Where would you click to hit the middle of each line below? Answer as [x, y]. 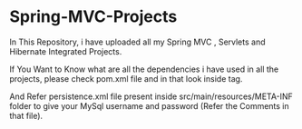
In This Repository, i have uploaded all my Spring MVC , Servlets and [137, 42]
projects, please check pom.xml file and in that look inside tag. [126, 78]
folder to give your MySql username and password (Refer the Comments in [150, 105]
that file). [26, 115]
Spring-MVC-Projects [93, 17]
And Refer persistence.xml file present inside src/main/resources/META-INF [151, 96]
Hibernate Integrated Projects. [66, 51]
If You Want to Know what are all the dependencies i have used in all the [144, 69]
